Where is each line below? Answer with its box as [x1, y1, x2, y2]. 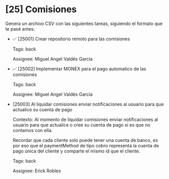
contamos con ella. [12, 127, 53, 133]
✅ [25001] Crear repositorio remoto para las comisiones [12, 36, 130, 42]
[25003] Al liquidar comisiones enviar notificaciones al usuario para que [12, 101, 164, 107]
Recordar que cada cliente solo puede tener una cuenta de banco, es [12, 137, 158, 143]
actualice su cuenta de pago [12, 106, 73, 113]
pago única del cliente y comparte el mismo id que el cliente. [12, 148, 140, 154]
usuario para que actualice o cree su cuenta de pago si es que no [12, 121, 151, 128]
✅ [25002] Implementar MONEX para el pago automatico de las [12, 65, 147, 72]
